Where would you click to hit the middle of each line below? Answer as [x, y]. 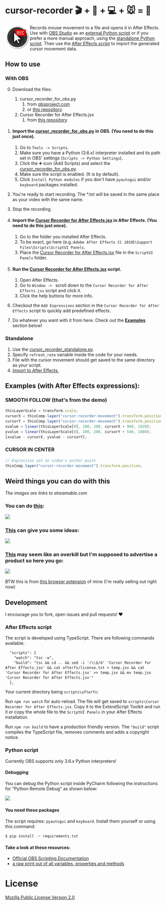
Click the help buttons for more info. [56, 296]
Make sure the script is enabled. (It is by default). [69, 174]
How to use [23, 64]
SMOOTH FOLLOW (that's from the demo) [56, 400]
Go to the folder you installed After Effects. [63, 237]
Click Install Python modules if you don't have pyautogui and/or [85, 179]
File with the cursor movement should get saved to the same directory [83, 360]
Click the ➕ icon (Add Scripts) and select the [65, 163]
